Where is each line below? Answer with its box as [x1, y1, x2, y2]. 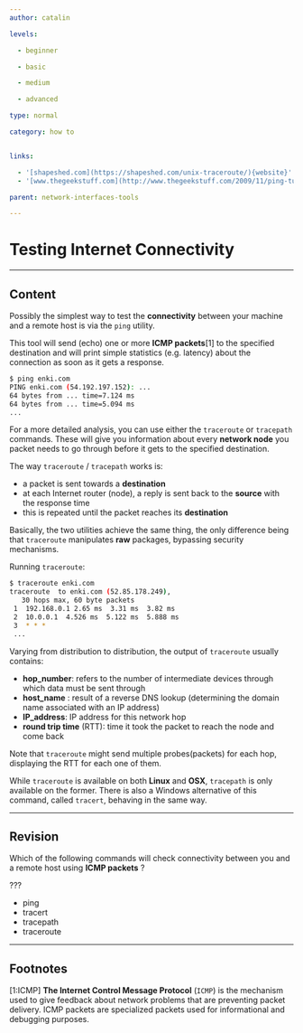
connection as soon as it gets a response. [9, 357, 165, 367]
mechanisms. [9, 544, 60, 555]
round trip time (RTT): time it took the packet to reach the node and [22, 720, 275, 732]
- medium [17, 79, 50, 88]
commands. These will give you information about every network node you [9, 434, 289, 445]
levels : [9, 29, 39, 39]
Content [9, 286, 57, 302]
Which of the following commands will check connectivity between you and [9, 853, 290, 864]
